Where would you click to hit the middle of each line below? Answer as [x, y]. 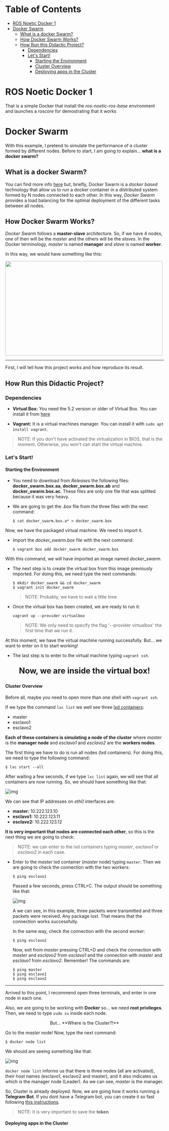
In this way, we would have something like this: [54, 254]
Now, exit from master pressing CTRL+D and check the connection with [87, 949]
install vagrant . [30, 429]
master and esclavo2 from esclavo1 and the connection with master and [87, 955]
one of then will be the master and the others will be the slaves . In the [77, 239]
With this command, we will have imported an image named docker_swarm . [83, 559]
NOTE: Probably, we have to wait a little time [71, 597]
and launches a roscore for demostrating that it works [61, 111]
